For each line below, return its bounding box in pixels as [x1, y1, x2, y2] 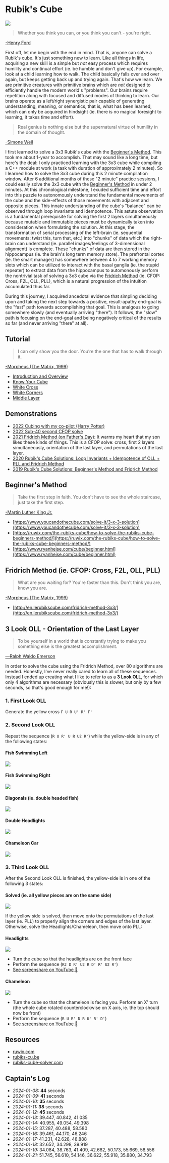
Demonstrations [5, 409, 57, 418]
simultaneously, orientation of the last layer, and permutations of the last [12, 444, 163, 450]
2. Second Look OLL [5, 721, 55, 728]
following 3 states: [5, 880, 44, 886]
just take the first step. [17, 499, 65, 506]
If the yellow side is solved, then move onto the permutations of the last [5, 913, 154, 919]
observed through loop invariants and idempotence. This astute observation [5, 208, 163, 214]
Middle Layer [12, 395, 40, 401]
